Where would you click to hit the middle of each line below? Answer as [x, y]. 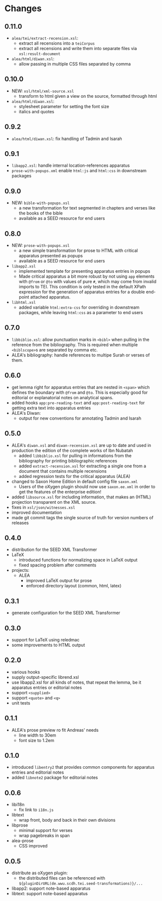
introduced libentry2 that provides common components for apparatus [83, 767]
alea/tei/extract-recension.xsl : [45, 38]
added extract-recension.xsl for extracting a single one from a [82, 466]
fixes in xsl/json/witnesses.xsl [43, 507]
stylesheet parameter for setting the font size [64, 106]
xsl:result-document [40, 54]
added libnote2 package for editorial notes [55, 777]
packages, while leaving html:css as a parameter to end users [81, 313]
